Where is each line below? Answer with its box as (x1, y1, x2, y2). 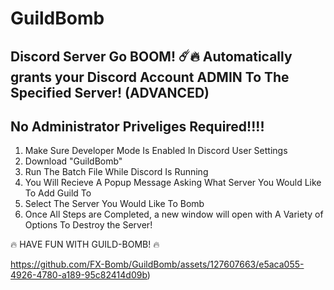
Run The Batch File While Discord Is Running (24, 166, 209, 178)
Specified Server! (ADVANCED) (10, 84, 210, 101)
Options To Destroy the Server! (24, 219, 153, 231)
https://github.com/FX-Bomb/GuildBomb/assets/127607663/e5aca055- (10, 258, 305, 271)
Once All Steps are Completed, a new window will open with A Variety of (24, 208, 324, 221)
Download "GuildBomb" (24, 155, 123, 167)
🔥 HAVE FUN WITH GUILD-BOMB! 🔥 (10, 238, 160, 251)
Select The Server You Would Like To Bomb (24, 198, 205, 210)
